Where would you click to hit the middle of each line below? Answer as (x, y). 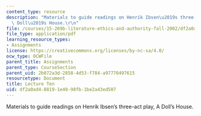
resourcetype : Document (36, 78)
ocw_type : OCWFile (29, 56)
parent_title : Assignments (40, 62)
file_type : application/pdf (41, 34)
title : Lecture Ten (31, 84)
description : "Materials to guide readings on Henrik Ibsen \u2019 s (92, 17)
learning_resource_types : (38, 39)
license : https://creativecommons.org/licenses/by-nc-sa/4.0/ (85, 51)
